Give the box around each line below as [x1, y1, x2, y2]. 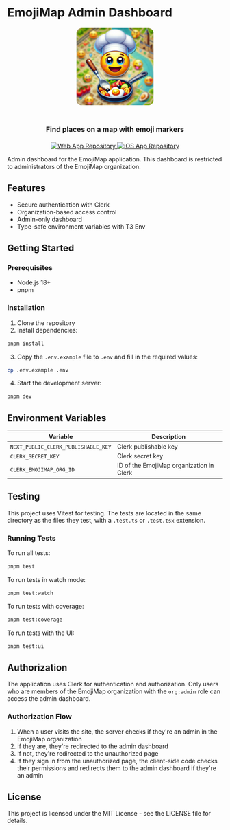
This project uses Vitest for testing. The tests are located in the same [7, 508, 202, 517]
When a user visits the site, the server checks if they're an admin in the [16, 727, 218, 736]
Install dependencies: [16, 326, 78, 334]
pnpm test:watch [7, 590, 53, 596]
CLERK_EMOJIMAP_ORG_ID [10, 466, 75, 473]
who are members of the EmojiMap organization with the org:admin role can [7, 687, 221, 695]
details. [7, 816, 28, 825]
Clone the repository [16, 318, 75, 327]
